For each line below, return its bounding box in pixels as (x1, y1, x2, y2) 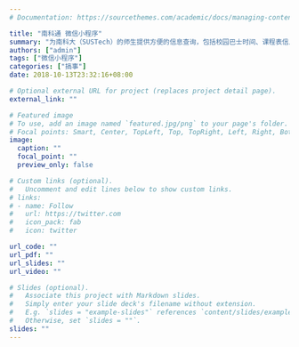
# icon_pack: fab (9, 218, 82, 227)
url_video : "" (9, 267, 62, 276)
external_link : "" (9, 94, 77, 103)
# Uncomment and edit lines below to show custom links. (9, 184, 233, 194)
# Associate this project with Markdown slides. (9, 291, 201, 301)
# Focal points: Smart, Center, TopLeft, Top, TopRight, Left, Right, (9, 127, 277, 136)
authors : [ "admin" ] (9, 45, 82, 54)
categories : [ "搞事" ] (9, 62, 87, 71)
